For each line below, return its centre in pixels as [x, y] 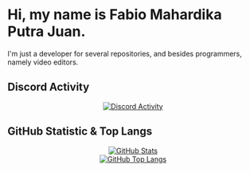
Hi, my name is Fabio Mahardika [115, 15]
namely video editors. [43, 62]
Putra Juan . [47, 31]
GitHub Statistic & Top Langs [80, 132]
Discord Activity [49, 87]
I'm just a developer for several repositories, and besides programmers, [125, 53]
